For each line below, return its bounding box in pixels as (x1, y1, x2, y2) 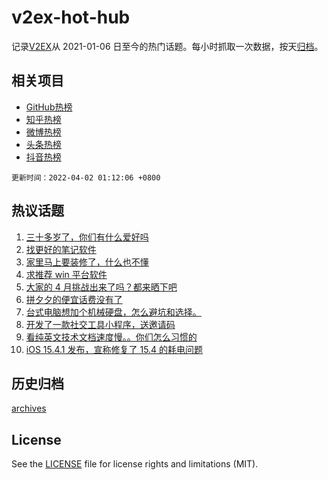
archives (11, 402, 47, 415)
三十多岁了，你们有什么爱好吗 (25, 231, 149, 243)
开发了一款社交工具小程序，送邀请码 (25, 318, 176, 330)
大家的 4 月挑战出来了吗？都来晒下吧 (25, 281, 178, 293)
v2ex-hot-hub (11, 6, 131, 29)
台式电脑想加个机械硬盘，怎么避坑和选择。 (25, 306, 202, 318)
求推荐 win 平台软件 (25, 268, 108, 280)
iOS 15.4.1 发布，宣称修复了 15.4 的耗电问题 (25, 343, 204, 355)
